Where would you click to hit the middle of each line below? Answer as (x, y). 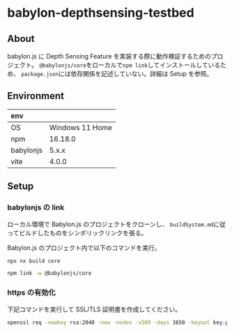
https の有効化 (31, 293)
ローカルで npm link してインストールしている (156, 65)
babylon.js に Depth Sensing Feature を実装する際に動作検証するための (109, 56)
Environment (36, 96)
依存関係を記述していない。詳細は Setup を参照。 (142, 74)
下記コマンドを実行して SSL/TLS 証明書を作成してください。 (94, 309)
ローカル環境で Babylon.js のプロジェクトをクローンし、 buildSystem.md (110, 224)
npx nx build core (34, 261)
